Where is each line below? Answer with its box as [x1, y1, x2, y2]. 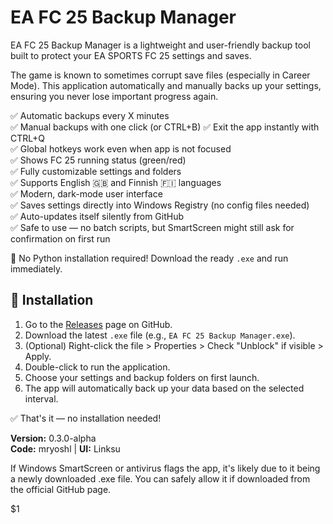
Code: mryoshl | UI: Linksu [10, 442, 121, 455]
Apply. [24, 350, 52, 362]
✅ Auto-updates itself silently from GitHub [10, 210, 185, 222]
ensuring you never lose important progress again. [10, 90, 219, 102]
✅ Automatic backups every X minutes [10, 109, 170, 121]
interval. [24, 392, 59, 405]
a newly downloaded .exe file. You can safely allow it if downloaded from [10, 472, 311, 485]
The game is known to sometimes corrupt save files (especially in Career [10, 69, 311, 81]
